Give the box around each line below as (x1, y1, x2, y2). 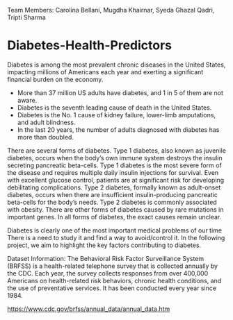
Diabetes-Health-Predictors (7, 37, 172, 53)
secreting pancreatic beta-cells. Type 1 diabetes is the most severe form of (7, 161, 223, 169)
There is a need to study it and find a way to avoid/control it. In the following (7, 233, 225, 242)
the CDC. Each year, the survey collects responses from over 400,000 (7, 269, 209, 277)
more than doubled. (17, 133, 74, 141)
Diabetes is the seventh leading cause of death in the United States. (17, 103, 212, 112)
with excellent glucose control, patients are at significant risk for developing (7, 176, 225, 184)
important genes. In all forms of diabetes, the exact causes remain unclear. (7, 212, 222, 221)
